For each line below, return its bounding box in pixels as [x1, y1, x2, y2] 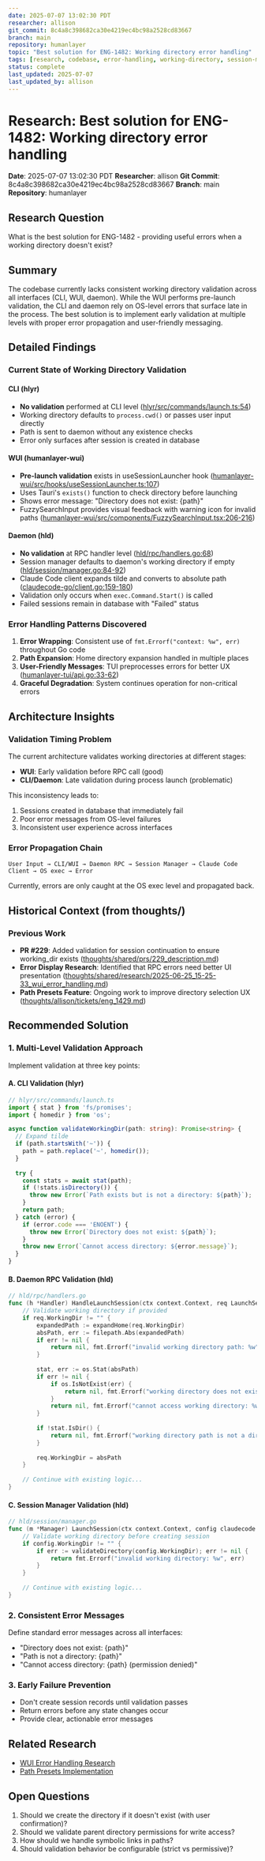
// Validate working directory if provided [22, 1307, 168, 1315]
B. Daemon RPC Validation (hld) [8, 1274, 114, 1284]
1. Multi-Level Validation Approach [8, 1042, 144, 1053]
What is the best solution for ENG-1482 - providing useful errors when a [8, 232, 242, 242]
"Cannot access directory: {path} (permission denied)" [19, 1660, 198, 1670]
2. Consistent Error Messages [8, 1610, 125, 1621]
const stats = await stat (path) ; [22, 1177, 132, 1185]
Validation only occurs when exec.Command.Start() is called [19, 590, 214, 600]
